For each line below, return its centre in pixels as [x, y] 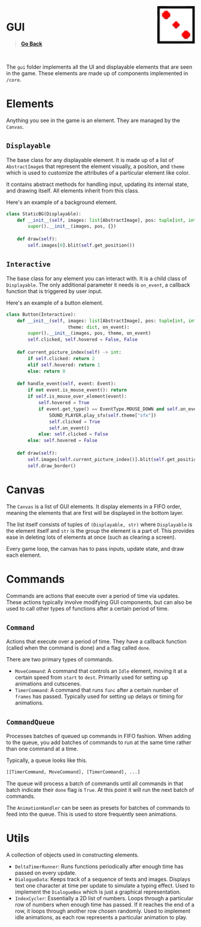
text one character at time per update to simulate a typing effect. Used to [105, 885]
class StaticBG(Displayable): [44, 214]
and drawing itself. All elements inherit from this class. [73, 190]
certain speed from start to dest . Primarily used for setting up [92, 678]
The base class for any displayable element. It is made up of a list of [90, 160]
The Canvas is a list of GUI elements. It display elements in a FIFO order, [94, 506]
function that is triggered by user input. [54, 291]
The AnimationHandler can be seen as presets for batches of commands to [98, 808]
